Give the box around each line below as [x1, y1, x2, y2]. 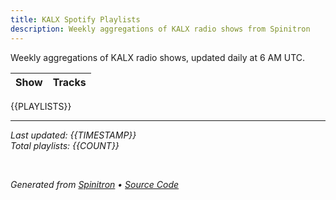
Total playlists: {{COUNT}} [10, 139, 120, 151]
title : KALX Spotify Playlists [10, 14, 141, 25]
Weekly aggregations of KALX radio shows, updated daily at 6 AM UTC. [10, 51, 306, 63]
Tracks [52, 75, 87, 89]
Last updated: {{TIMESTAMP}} [10, 129, 137, 141]
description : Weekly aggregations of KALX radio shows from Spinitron [10, 24, 311, 34]
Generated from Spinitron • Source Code [10, 178, 180, 190]
